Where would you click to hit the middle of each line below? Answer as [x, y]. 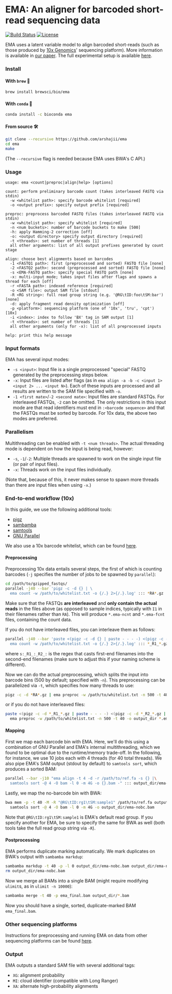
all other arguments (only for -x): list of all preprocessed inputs [85, 327]
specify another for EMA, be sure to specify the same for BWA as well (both [85, 822]
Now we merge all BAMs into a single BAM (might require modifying [77, 880]
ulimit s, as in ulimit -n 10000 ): [39, 886]
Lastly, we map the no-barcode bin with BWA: [53, 793]
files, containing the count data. [39, 619]
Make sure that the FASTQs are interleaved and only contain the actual [81, 603]
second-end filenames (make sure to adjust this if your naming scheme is [83, 659]
